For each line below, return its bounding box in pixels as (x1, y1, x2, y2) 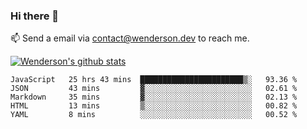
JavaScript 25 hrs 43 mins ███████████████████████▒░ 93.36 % (10, 75, 298, 85)
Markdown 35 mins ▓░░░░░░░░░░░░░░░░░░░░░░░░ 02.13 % (10, 92, 298, 103)
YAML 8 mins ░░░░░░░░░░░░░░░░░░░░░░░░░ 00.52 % (10, 110, 298, 120)
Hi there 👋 (10, 9, 60, 23)
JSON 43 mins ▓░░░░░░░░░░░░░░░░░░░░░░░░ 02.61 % (10, 84, 298, 94)
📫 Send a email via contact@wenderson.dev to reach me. (10, 32, 250, 44)
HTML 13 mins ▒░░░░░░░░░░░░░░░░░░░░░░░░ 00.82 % (10, 101, 298, 111)
